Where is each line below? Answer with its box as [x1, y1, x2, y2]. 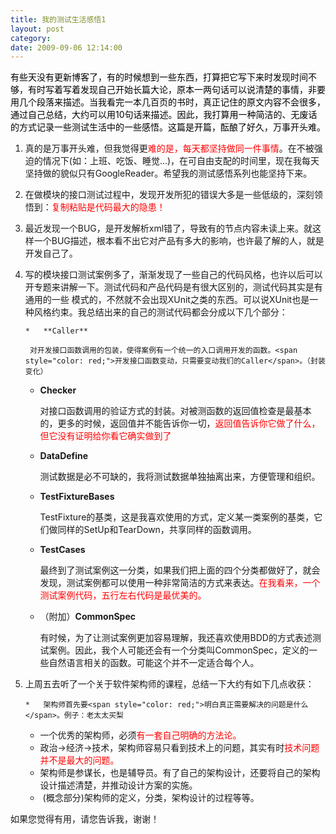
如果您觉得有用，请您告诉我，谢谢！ [10, 813, 160, 825]
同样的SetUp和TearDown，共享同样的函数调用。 [57, 524, 257, 536]
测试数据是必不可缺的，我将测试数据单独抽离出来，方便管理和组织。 [39, 471, 321, 483]
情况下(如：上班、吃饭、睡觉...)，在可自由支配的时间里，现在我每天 [42, 155, 320, 167]
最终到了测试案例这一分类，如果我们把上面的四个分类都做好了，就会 [39, 564, 321, 576]
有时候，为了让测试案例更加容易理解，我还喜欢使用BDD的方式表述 [39, 632, 313, 644]
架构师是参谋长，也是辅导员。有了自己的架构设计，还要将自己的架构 [39, 767, 321, 779]
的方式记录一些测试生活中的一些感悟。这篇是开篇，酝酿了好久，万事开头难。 [10, 121, 326, 133]
